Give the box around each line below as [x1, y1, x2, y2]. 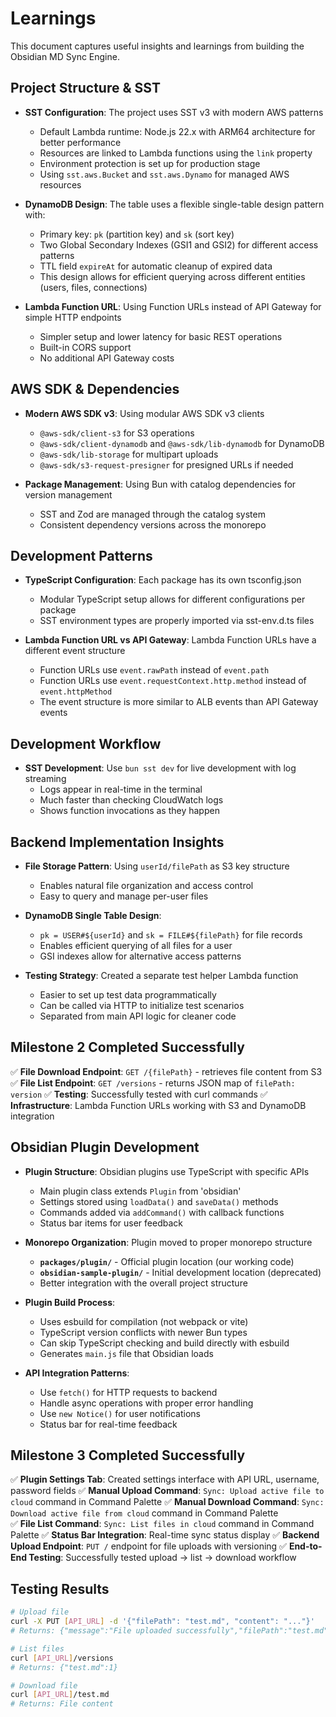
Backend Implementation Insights [10, 833, 225, 851]
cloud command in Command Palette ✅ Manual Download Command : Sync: [10, 1496, 325, 1508]
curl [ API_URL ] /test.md [10, 1690, 110, 1700]
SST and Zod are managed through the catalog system [39, 508, 266, 520]
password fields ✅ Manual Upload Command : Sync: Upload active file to [10, 1485, 325, 1497]
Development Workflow [10, 735, 162, 752]
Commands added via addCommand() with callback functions [39, 1206, 285, 1218]
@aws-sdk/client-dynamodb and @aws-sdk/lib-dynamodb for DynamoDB [39, 437, 325, 449]
